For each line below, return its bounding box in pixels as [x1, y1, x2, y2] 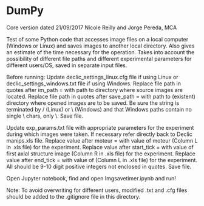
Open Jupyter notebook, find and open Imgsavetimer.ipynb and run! [6, 174, 176, 182]
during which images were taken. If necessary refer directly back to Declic [6, 130, 192, 138]
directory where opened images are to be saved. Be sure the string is [6, 99, 180, 107]
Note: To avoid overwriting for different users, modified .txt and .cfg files [6, 186, 188, 194]
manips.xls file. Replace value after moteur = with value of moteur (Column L [6, 137, 199, 144]
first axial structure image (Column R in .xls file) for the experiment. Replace [6, 150, 195, 157]
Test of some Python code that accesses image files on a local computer [6, 35, 189, 43]
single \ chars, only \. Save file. [6, 112, 84, 119]
